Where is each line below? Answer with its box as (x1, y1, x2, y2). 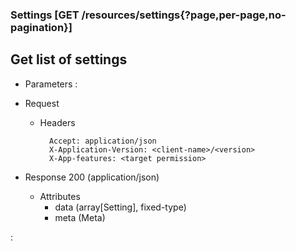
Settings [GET (10, 8, 80, 22)
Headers (39, 116, 76, 128)
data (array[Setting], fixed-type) (54, 201, 187, 213)
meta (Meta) (54, 211, 106, 223)
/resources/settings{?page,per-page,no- (81, 8, 287, 22)
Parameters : (24, 78, 78, 90)
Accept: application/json (48, 136, 157, 146)
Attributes (39, 190, 81, 202)
